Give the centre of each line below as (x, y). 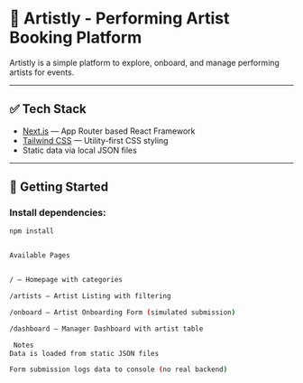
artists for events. (42, 72)
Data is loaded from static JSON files (84, 353)
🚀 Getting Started (59, 187)
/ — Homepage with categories (66, 280)
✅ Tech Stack (48, 109)
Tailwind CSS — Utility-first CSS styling (95, 140)
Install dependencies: (58, 213)
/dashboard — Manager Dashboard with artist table (106, 329)
